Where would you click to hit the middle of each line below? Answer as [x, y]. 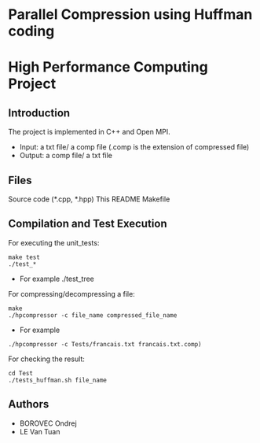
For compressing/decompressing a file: [71, 293]
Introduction [39, 113]
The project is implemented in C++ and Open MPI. [89, 132]
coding [31, 31]
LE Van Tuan [40, 431]
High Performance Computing [108, 67]
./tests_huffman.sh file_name [58, 380]
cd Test [21, 373]
